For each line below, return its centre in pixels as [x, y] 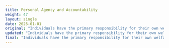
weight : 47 [17, 14]
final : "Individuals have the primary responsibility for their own [78, 38]
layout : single [21, 19]
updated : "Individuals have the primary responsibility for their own [81, 33]
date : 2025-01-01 [23, 24]
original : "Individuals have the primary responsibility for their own [82, 28]
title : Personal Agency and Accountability [52, 10]
